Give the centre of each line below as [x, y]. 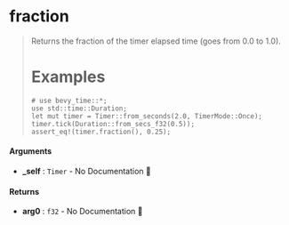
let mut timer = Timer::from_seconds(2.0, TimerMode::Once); [147, 116]
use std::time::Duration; [79, 108]
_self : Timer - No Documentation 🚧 [86, 172]
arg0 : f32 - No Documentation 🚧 [82, 212]
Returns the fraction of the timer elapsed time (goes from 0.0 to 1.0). [156, 41]
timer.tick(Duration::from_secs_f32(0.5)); [113, 124]
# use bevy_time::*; [69, 100]
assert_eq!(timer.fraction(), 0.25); [101, 132]
